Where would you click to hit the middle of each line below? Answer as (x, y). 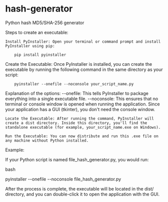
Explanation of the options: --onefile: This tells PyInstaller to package (77, 93)
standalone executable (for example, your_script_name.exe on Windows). (83, 127)
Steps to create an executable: (37, 32)
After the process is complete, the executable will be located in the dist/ (79, 188)
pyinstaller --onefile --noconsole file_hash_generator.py (63, 179)
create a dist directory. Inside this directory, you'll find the (76, 123)
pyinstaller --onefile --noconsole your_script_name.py (74, 84)
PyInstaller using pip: (30, 46)
